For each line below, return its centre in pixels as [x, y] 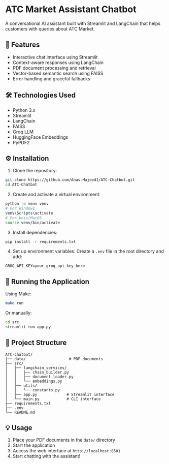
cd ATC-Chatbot [21, 185]
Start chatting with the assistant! [46, 456]
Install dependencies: [35, 232]
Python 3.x [24, 110]
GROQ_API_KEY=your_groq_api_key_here [45, 266]
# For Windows [20, 208]
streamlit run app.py [28, 327]
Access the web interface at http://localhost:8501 [66, 451]
